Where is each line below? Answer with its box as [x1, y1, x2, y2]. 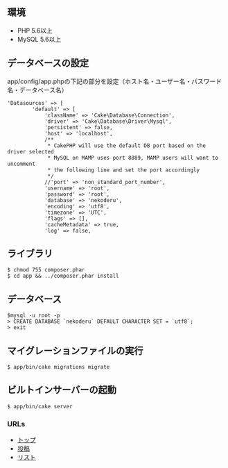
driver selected [7, 148, 54, 155]
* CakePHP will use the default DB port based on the [47, 142, 207, 149]
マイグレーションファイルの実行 [7, 344, 143, 356]
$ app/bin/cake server [7, 403, 73, 410]
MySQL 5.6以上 [17, 35, 62, 43]
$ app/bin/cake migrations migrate [7, 364, 110, 371]
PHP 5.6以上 [17, 26, 53, 35]
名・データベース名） [7, 85, 68, 94]
